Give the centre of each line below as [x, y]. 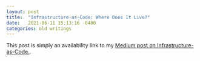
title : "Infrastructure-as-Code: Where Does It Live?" [78, 17]
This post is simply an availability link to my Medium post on [81, 45]
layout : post [23, 12]
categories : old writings [39, 28]
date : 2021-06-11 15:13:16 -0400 [51, 23]
